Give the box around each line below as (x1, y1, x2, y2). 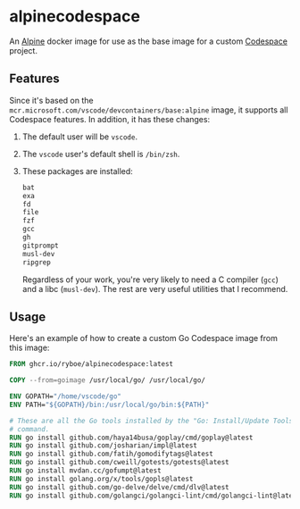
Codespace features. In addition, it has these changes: (9, 113, 211, 124)
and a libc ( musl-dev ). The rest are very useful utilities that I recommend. (21, 283, 288, 294)
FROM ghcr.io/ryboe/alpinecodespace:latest (9, 360, 174, 369)
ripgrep (21, 257, 51, 267)
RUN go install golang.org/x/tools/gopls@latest (9, 474, 194, 483)
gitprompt (21, 241, 60, 250)
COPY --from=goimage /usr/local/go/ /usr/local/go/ (9, 376, 205, 385)
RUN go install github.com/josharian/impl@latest (9, 441, 198, 450)
